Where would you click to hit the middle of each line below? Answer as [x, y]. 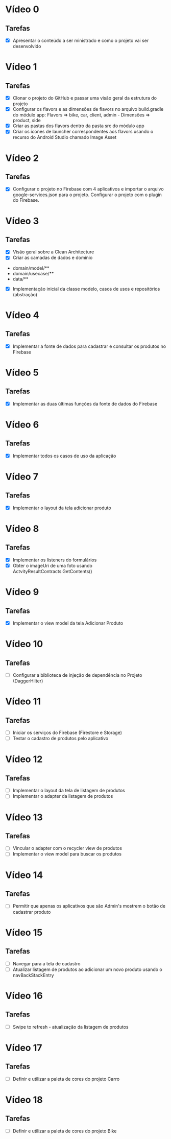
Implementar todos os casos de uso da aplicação [64, 456]
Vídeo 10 [24, 644]
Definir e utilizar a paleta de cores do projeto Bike [65, 1131]
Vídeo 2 [22, 158]
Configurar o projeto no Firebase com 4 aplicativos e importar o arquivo [88, 189]
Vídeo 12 [24, 759]
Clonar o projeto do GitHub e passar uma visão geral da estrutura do [85, 98]
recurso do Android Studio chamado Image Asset [65, 137]
